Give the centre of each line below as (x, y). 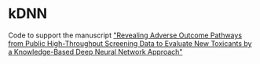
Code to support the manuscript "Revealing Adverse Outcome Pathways (125, 35)
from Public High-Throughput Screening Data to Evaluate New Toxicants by (130, 43)
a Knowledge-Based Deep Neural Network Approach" (95, 52)
